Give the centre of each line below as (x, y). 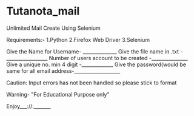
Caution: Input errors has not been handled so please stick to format (92, 83)
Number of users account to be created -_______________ (118, 58)
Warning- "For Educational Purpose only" (58, 94)
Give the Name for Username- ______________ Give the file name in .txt (93, 51)
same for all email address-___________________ (63, 70)
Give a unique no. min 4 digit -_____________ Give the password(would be (96, 64)
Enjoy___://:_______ (28, 106)
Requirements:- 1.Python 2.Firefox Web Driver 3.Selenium (78, 39)
